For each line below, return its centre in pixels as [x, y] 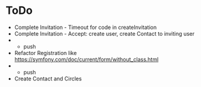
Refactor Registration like [45, 53]
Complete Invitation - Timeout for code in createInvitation [85, 27]
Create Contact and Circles [48, 79]
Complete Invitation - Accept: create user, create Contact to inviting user [104, 33]
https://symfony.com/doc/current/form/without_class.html [86, 59]
